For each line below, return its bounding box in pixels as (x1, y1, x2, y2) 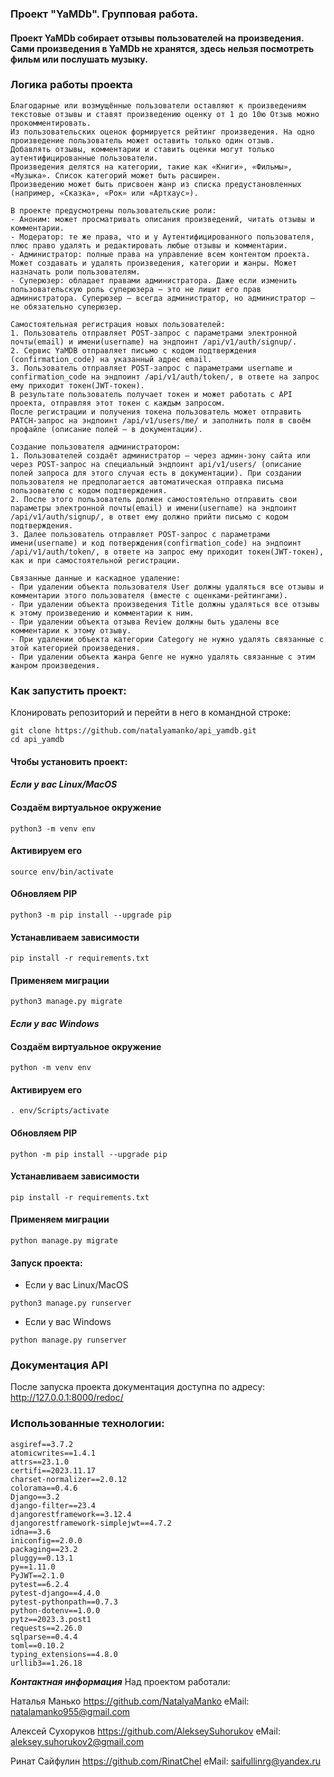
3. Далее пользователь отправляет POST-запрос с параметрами (10, 529, 271, 539)
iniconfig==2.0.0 (10, 1535, 83, 1546)
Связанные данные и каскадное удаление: (10, 573, 182, 583)
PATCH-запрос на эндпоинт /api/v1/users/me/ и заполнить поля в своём (10, 415, 311, 426)
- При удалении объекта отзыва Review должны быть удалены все (10, 617, 280, 627)
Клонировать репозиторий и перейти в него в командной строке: (10, 707, 291, 719)
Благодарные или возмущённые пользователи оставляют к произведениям (10, 100, 307, 111)
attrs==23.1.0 (10, 1457, 70, 1467)
